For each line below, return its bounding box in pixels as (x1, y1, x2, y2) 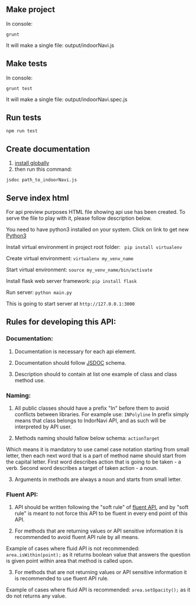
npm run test (6, 128, 38, 134)
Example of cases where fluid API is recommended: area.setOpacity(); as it (6, 586, 191, 593)
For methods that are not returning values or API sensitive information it (14, 569, 187, 576)
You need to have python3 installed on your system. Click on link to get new (6, 226, 189, 233)
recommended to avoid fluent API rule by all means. (14, 534, 139, 541)
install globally (14, 160, 50, 167)
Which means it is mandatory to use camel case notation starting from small (6, 446, 190, 453)
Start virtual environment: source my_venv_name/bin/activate (6, 266, 153, 274)
